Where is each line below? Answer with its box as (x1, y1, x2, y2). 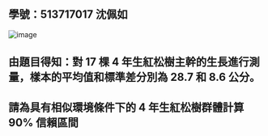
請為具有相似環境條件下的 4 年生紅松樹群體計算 (8, 100, 245, 114)
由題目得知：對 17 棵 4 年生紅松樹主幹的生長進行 (8, 55, 249, 69)
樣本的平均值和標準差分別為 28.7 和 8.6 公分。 (29, 70, 261, 84)
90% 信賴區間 (8, 116, 79, 130)
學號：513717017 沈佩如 (8, 7, 128, 22)
